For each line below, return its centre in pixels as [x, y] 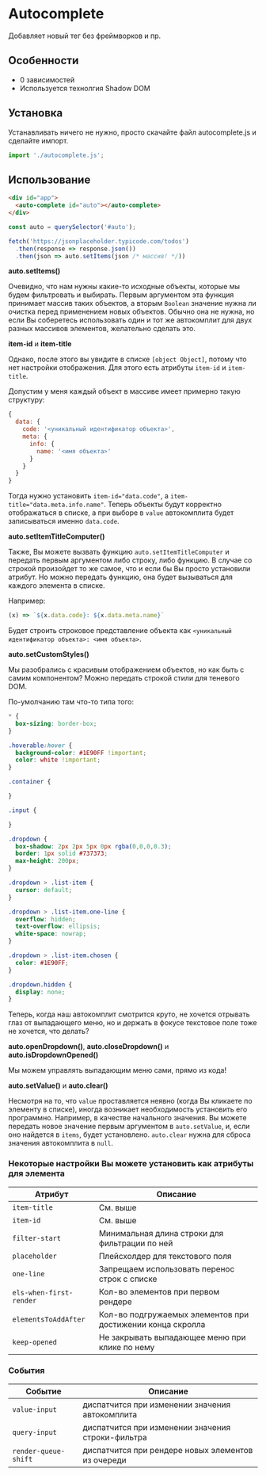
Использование [49, 179]
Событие [44, 1391]
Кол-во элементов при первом [159, 1291]
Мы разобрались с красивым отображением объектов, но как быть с [126, 669]
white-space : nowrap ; [51, 934]
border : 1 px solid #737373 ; [62, 854]
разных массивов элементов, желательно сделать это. [102, 329]
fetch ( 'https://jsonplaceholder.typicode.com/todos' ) [99, 241]
